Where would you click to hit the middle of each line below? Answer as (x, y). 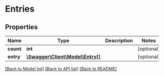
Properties (21, 27)
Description (119, 41)
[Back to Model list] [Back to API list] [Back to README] (61, 69)
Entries (20, 9)
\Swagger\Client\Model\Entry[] (63, 57)
